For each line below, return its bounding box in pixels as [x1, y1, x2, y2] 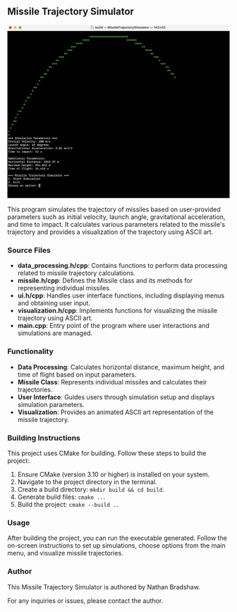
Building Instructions [7, 432, 81, 442]
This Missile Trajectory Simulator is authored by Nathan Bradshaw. [7, 582, 201, 591]
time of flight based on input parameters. [17, 370, 137, 379]
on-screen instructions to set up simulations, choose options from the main [7, 541, 226, 550]
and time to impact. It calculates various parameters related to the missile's [7, 220, 226, 229]
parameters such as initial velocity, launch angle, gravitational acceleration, [7, 213, 226, 221]
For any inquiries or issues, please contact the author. [7, 596, 164, 605]
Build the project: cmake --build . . [17, 500, 119, 508]
